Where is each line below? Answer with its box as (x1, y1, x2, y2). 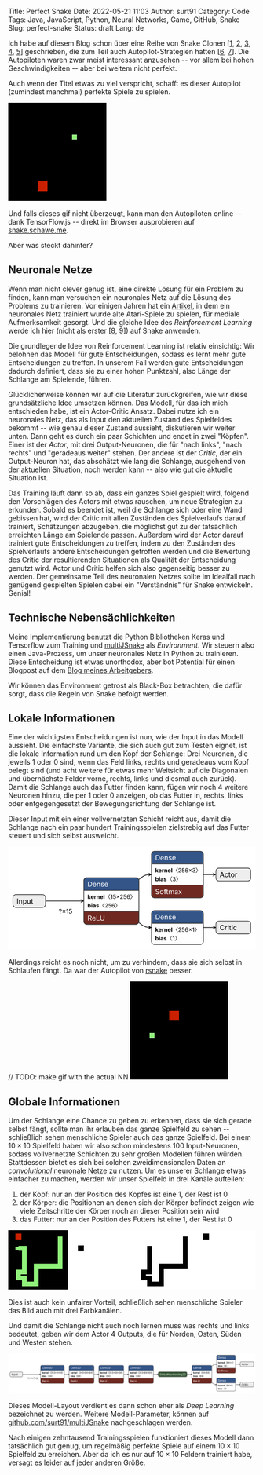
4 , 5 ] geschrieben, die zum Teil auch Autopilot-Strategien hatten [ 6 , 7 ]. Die (8, 47, 250, 56)
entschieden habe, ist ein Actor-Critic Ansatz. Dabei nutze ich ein (8, 406, 220, 415)
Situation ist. (8, 473, 49, 482)
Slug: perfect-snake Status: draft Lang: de (8, 24, 144, 32)
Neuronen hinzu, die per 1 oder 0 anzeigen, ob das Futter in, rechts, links (8, 790, 243, 800)
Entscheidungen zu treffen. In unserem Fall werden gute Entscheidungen (8, 357, 244, 367)
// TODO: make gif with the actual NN (8, 1072, 129, 1082)
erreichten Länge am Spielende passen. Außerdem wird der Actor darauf (8, 530, 244, 539)
